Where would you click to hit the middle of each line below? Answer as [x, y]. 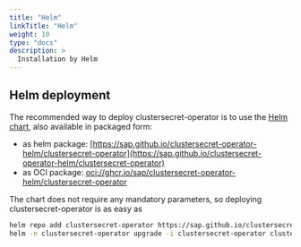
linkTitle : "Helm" [43, 26]
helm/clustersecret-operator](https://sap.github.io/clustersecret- [142, 153]
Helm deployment [60, 95]
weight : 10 [30, 34]
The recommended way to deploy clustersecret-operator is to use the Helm [149, 116]
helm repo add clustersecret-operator [82, 225]
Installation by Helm [58, 59]
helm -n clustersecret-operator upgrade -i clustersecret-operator [138, 234]
